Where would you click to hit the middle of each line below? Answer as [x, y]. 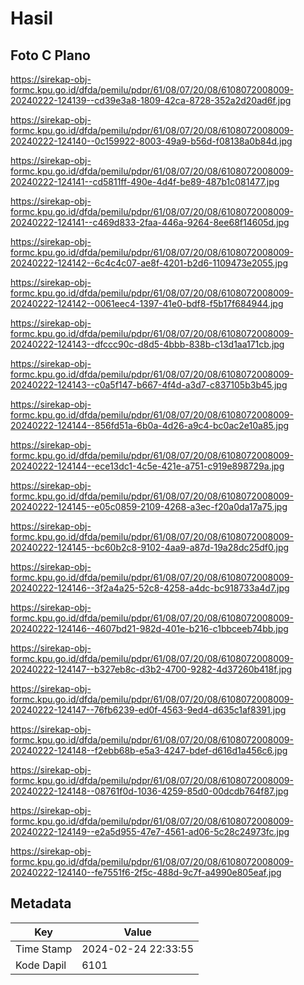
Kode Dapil [41, 965]
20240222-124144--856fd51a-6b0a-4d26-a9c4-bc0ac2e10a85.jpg [150, 425]
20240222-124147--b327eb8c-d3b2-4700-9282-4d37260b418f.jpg [151, 669]
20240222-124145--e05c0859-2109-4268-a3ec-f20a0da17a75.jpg [149, 506]
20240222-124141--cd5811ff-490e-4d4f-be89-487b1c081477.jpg [145, 181]
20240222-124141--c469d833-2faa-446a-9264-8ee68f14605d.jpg [150, 222]
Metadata [41, 903]
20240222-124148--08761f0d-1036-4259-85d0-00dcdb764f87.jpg [149, 791]
